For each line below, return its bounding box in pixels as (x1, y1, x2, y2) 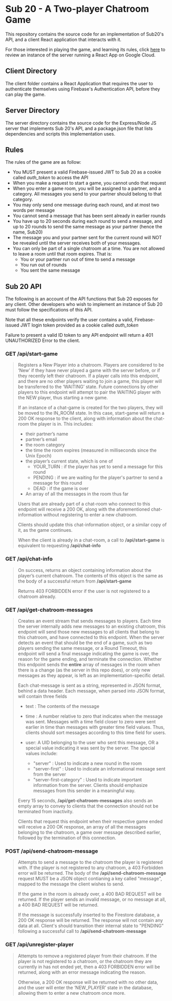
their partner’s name (25, 431, 69, 437)
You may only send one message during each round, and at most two (12, 202, 160, 208)
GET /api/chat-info (5, 555, 53, 563)
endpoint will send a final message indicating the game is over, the (17, 650, 159, 657)
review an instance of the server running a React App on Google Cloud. (5, 52, 156, 58)
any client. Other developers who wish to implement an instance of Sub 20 (5, 301, 163, 307)
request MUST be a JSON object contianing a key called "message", (17, 876, 162, 882)
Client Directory (5, 67, 57, 75)
